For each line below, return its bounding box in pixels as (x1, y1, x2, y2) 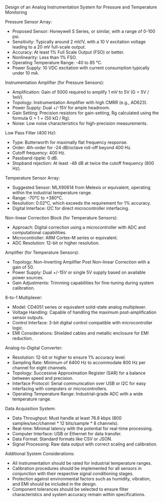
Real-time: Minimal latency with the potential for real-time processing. (12, 425, 153, 431)
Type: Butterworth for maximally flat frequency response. (12, 139, 128, 145)
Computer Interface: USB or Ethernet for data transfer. (12, 431, 122, 436)
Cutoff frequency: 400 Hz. (12, 150, 66, 156)
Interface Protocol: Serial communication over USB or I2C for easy (12, 380, 146, 386)
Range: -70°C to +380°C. (12, 195, 64, 201)
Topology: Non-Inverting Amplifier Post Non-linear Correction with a (12, 259, 150, 264)
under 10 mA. (12, 70, 39, 76)
